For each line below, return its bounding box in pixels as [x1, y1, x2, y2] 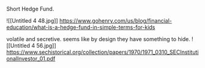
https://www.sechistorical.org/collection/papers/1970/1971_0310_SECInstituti [6, 48, 199, 56]
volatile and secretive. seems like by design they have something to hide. [6, 36, 191, 42]
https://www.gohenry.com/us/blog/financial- [59, 17, 173, 24]
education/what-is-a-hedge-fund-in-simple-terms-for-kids [6, 24, 155, 31]
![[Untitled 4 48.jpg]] [6, 17, 58, 24]
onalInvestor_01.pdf [6, 55, 56, 62]
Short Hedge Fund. [6, 6, 54, 12]
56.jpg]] [36, 42, 56, 49]
